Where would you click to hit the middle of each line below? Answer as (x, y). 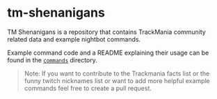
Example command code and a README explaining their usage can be (108, 53)
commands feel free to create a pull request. (88, 88)
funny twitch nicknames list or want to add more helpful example (117, 80)
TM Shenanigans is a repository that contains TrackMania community (107, 32)
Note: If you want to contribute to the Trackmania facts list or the (117, 73)
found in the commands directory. (52, 60)
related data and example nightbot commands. (74, 39)
